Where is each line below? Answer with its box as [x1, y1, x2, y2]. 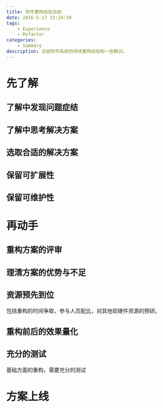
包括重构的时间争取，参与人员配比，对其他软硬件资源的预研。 [6, 307, 161, 314]
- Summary [17, 43, 42, 49]
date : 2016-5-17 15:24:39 [6, 15, 72, 21]
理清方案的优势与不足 [6, 267, 86, 278]
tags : [6, 20, 20, 26]
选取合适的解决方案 [6, 147, 78, 158]
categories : [6, 37, 36, 43]
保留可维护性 [6, 192, 55, 202]
